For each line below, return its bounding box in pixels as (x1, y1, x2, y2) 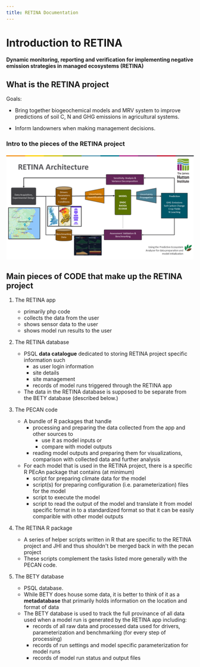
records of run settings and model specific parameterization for (32, 641, 189, 648)
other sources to (32, 430, 73, 437)
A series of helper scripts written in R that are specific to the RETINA (23, 536, 192, 543)
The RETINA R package (14, 524, 73, 531)
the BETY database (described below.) (23, 394, 118, 401)
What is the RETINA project (6, 79, 109, 90)
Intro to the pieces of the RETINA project (6, 140, 125, 148)
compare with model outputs (41, 442, 112, 450)
